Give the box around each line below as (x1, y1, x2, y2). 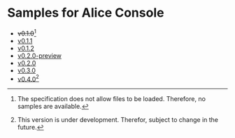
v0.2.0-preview (17, 51, 62, 60)
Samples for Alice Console (7, 5, 164, 21)
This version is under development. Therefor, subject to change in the (17, 116, 219, 124)
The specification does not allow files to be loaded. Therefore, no (17, 95, 206, 103)
